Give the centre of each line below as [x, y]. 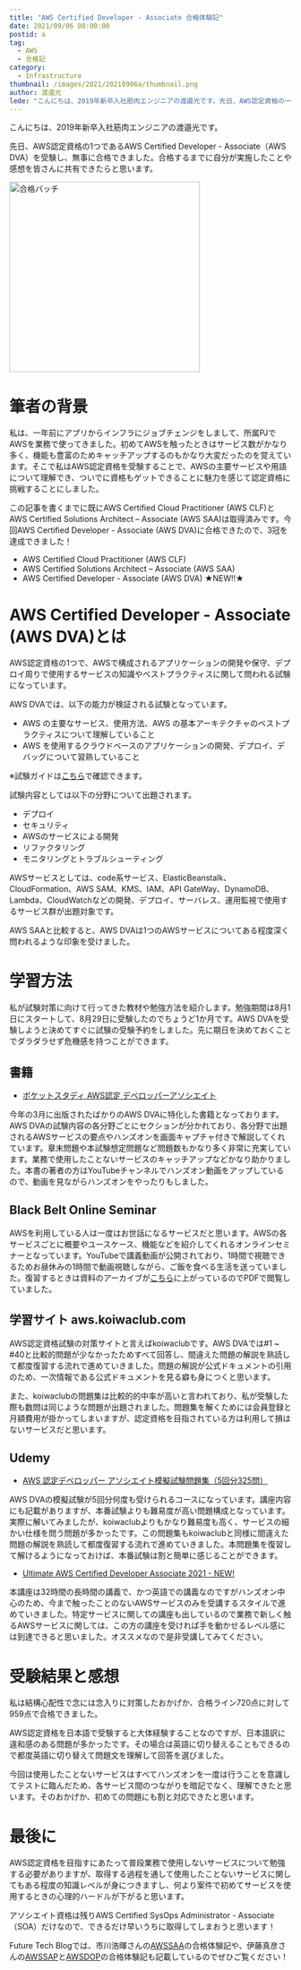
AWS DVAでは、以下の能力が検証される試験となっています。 [121, 705]
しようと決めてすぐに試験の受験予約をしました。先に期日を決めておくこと [154, 1030]
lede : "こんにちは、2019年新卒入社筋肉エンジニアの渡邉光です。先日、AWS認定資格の [147, 101]
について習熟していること [93, 757]
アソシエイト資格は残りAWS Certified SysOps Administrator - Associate [142, 1915]
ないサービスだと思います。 [60, 1429]
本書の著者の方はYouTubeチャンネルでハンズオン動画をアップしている [155, 1170]
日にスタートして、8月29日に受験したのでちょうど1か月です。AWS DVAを [145, 1019]
